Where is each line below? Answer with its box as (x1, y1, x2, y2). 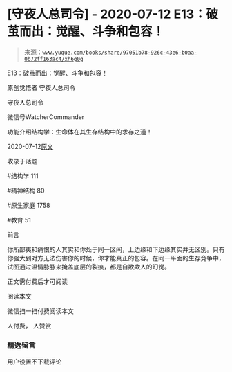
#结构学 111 (7, 171, 39, 180)
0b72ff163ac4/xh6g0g (23, 55, 84, 62)
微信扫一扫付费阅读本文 (7, 306, 74, 315)
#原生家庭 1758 (7, 201, 50, 209)
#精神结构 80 (7, 186, 45, 195)
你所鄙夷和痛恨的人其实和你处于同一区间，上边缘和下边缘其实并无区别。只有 (7, 245, 225, 254)
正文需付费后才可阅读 (7, 277, 68, 285)
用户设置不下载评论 (7, 357, 62, 366)
